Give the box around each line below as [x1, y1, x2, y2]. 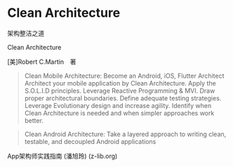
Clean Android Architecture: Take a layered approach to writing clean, [24, 130, 227, 138]
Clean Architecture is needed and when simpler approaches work [24, 109, 215, 117]
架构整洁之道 [7, 29, 44, 37]
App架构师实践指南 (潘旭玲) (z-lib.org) [7, 152, 118, 160]
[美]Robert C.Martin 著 [7, 58, 76, 66]
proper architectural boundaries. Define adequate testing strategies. [24, 93, 222, 102]
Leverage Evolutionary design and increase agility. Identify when [24, 101, 212, 109]
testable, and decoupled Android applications [24, 137, 157, 145]
